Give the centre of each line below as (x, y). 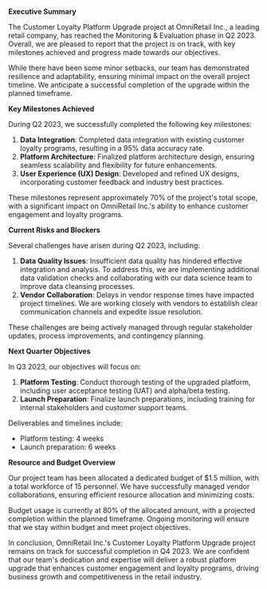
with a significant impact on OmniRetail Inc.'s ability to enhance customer (128, 206)
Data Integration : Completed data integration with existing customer (132, 140)
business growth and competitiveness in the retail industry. (105, 577)
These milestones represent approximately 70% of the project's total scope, (133, 198)
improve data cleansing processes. (77, 286)
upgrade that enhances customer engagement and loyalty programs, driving (133, 568)
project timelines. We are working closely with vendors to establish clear (139, 303)
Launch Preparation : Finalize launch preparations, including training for (137, 399)
